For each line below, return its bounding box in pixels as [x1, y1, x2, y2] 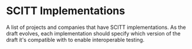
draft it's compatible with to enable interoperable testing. [6, 36, 145, 43]
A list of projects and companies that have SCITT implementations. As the [6, 24, 186, 31]
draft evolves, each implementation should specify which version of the [6, 30, 181, 37]
